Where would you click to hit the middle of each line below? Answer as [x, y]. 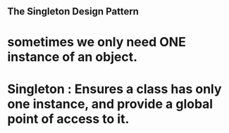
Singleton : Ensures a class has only [114, 89]
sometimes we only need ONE [97, 42]
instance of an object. [72, 57]
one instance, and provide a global [110, 104]
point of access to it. [68, 119]
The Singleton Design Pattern [73, 12]
